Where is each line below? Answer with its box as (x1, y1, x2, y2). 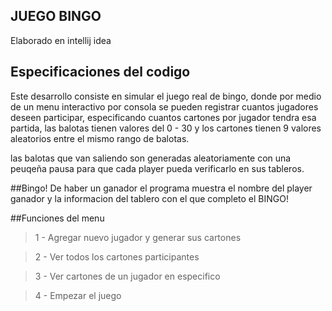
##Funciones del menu (10, 212, 105, 224)
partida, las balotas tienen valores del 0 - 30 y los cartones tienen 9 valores (10, 122, 322, 134)
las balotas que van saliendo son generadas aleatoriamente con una (10, 152, 292, 164)
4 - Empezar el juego (34, 289, 122, 301)
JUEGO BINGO (10, 8, 102, 25)
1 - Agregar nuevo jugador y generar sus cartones (34, 231, 242, 243)
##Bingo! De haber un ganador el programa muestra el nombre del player (10, 182, 313, 194)
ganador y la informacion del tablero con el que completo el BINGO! (10, 192, 289, 204)
